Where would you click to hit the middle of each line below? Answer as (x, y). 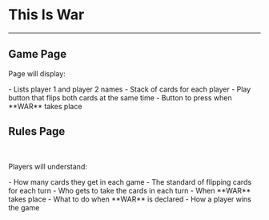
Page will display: (37, 73)
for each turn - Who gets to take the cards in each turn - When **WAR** (130, 190)
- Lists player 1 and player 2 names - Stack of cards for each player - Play (130, 89)
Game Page (37, 54)
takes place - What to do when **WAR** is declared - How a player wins (130, 199)
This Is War (46, 15)
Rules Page (37, 131)
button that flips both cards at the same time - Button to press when (120, 97)
